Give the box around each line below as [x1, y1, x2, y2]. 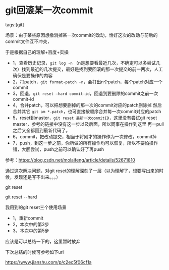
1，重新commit [12, 215, 44, 221]
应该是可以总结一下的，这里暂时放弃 [5, 238, 81, 244]
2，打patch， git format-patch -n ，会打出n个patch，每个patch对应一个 [12, 79, 163, 85]
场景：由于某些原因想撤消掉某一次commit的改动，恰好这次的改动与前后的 [5, 32, 158, 38]
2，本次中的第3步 [12, 221, 49, 227]
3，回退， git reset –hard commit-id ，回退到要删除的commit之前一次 [12, 90, 158, 96]
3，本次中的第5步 [12, 228, 49, 234]
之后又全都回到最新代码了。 [12, 127, 71, 133]
